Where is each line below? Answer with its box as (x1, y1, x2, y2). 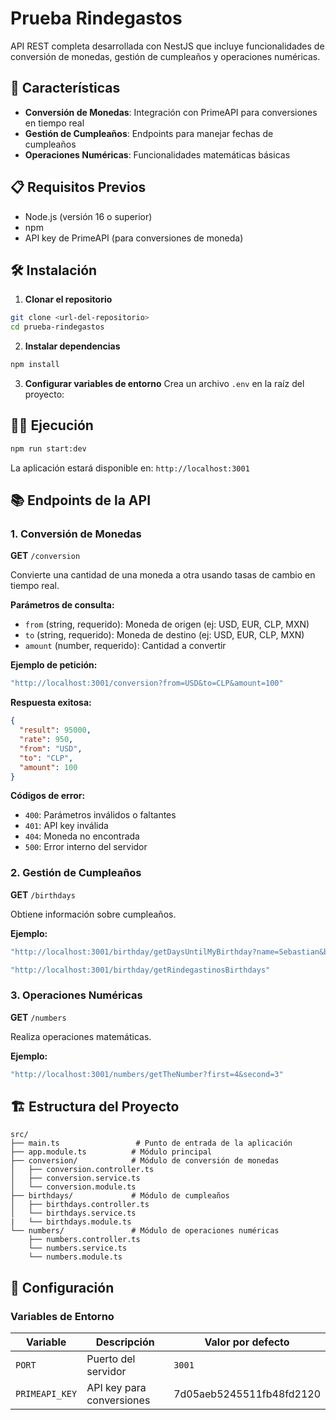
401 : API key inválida (24, 820, 109, 832)
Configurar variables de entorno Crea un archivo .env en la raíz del (24, 378, 305, 389)
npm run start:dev (10, 443, 87, 454)
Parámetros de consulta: (10, 599, 115, 611)
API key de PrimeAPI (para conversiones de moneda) (24, 232, 244, 244)
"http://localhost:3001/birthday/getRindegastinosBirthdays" (10, 965, 271, 975)
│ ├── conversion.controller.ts (10, 1165, 155, 1175)
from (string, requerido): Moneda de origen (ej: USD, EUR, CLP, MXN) (24, 618, 310, 631)
